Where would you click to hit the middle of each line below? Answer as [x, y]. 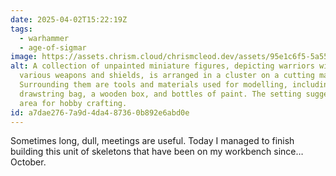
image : [24, 57]
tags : [21, 29]
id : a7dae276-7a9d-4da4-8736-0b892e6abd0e [100, 112]
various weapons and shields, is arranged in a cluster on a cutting [167, 76]
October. [28, 162]
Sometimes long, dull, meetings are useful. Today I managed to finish [152, 141]
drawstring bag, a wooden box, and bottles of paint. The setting [160, 94]
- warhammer [44, 38]
